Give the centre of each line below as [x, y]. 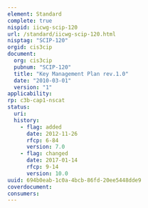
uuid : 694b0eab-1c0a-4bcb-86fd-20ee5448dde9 [74, 180]
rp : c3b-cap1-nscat [36, 101]
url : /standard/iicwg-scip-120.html [62, 34]
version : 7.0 [46, 147]
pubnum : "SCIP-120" [43, 67]
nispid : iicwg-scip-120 [43, 27]
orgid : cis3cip [30, 47]
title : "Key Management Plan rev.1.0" [72, 74]
